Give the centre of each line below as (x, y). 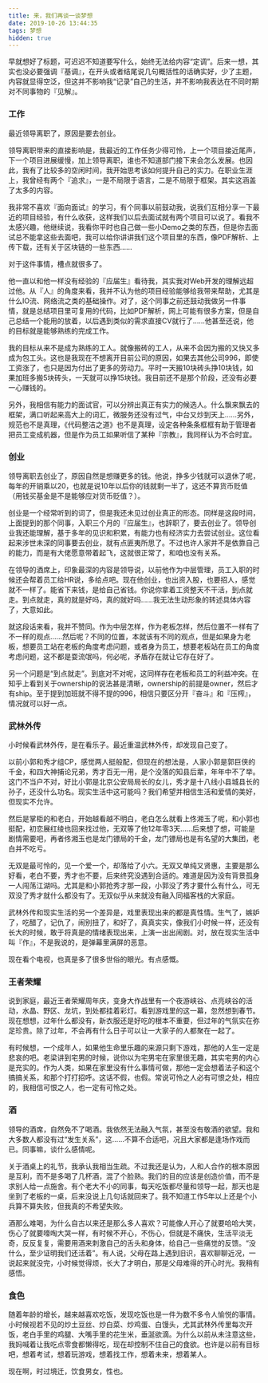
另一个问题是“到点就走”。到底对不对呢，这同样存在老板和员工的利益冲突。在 (134, 673)
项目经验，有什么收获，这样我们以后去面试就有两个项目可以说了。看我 (137, 217)
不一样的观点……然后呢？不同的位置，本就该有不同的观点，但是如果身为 (126, 636)
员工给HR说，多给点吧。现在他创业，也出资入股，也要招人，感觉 (149, 579)
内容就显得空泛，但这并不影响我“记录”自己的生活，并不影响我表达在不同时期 (134, 81)
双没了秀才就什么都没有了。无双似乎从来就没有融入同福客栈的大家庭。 (124, 895)
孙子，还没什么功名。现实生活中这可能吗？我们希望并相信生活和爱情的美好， (134, 792)
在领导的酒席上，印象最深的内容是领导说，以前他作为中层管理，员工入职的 (130, 569)
